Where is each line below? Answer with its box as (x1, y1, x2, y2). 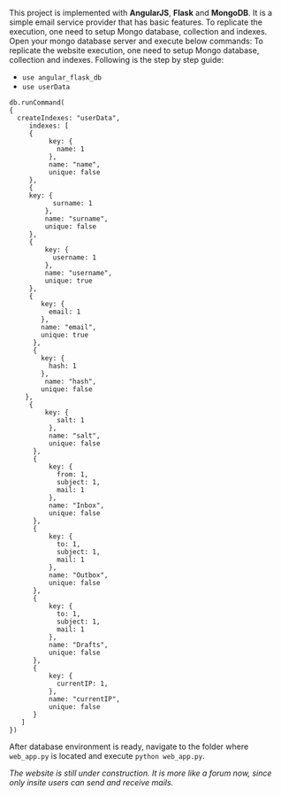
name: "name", (48, 160, 101, 169)
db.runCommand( (9, 98, 65, 107)
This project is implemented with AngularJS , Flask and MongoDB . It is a (9, 8, 272, 18)
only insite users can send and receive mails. (9, 777, 174, 787)
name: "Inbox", (48, 501, 104, 510)
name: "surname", (44, 214, 109, 223)
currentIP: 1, (56, 679, 109, 688)
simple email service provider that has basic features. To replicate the (9, 17, 263, 27)
